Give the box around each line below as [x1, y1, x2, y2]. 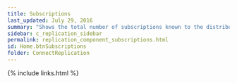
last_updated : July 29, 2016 [7, 17, 93, 24]
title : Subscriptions [7, 10, 71, 18]
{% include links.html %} [7, 68, 79, 77]
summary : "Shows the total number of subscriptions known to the [7, 23, 203, 30]
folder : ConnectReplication [7, 50, 90, 57]
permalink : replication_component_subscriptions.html [7, 37, 169, 44]
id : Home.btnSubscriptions [7, 43, 87, 50]
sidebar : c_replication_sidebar [7, 30, 102, 37]
